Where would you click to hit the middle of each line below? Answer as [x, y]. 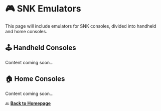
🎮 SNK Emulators [43, 9]
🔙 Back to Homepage [28, 103]
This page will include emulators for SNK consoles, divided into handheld [81, 26]
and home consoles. [26, 31]
